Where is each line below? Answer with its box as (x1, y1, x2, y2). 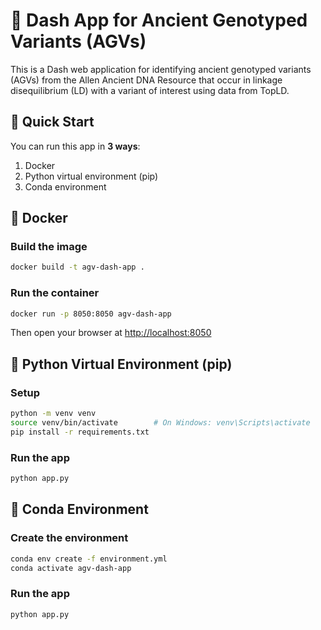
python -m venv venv (10, 409, 97, 419)
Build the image (10, 240, 88, 254)
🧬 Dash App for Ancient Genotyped (10, 9, 308, 32)
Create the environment (10, 531, 129, 545)
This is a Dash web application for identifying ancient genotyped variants (10, 63, 312, 75)
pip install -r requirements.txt (10, 427, 150, 437)
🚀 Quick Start (10, 114, 95, 131)
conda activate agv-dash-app (10, 563, 132, 573)
